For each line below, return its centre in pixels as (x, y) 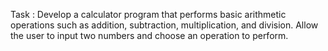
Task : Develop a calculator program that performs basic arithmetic (148, 14)
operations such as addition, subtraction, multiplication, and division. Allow (164, 25)
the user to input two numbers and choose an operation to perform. (149, 35)
